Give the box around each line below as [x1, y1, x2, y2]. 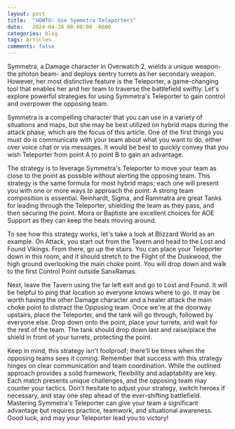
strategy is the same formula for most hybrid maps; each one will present [7, 179, 219, 187]
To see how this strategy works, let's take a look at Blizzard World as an [7, 230, 215, 238]
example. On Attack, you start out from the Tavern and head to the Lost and [7, 237, 226, 246]
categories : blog [7, 29, 58, 37]
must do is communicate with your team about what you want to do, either [7, 136, 222, 144]
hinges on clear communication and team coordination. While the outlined [7, 362, 221, 369]
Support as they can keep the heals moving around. [7, 216, 156, 225]
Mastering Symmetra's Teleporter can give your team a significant [7, 399, 199, 407]
